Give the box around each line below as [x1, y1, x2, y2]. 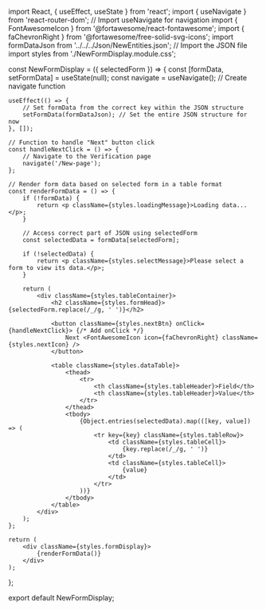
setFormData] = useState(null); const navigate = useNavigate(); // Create [8, 73, 248, 82]
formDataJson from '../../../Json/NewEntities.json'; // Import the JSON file [8, 41, 248, 50]
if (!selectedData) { [22, 250, 94, 258]
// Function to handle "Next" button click [8, 139, 155, 147]
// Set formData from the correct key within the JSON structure [22, 104, 244, 111]
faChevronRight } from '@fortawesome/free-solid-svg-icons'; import [8, 32, 233, 41]
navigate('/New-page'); [22, 159, 102, 167]
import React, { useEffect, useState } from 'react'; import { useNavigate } [8, 7, 247, 16]
